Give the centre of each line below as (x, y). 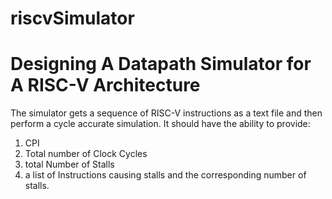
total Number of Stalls (69, 164)
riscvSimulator (72, 18)
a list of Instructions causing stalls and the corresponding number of (165, 175)
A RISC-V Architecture (105, 85)
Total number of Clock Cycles (86, 154)
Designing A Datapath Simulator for (161, 64)
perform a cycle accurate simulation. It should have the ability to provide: (160, 124)
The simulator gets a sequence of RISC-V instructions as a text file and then (166, 113)
